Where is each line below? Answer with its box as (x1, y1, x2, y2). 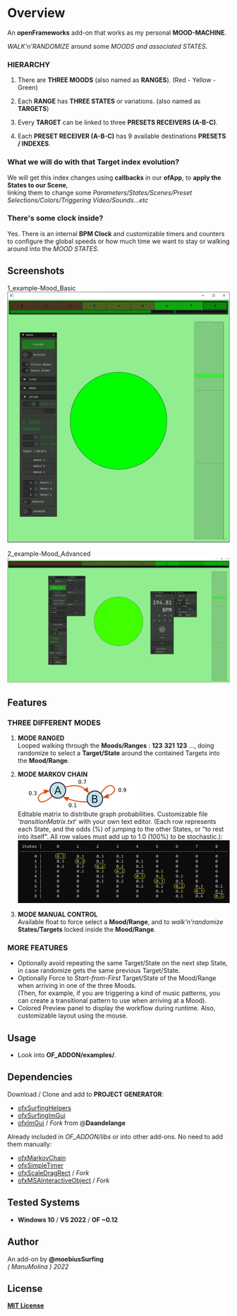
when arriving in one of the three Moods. (17, 982, 137, 990)
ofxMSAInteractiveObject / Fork (17, 1176, 110, 1184)
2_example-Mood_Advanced (7, 549, 91, 558)
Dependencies (7, 1071, 73, 1083)
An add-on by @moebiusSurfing (7, 1254, 104, 1263)
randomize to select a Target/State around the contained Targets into (17, 748, 220, 757)
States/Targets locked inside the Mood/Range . (17, 925, 157, 933)
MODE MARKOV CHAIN (17, 769, 88, 779)
